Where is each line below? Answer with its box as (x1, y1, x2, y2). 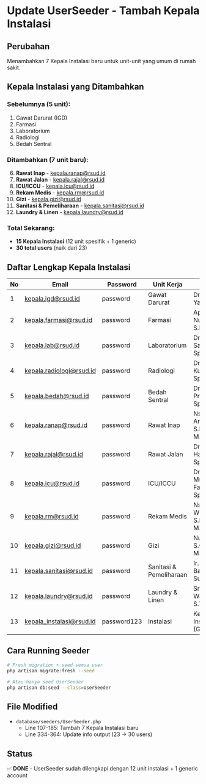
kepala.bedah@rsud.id (24, 392, 89, 401)
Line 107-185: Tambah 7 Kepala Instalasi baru (24, 724, 139, 732)
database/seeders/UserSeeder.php (15, 719, 101, 725)
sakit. (7, 64, 21, 71)
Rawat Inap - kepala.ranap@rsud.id (15, 169, 106, 177)
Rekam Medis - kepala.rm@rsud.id (15, 188, 105, 196)
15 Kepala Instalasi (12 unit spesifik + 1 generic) (15, 237, 136, 245)
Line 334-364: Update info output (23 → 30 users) (24, 731, 153, 738)
